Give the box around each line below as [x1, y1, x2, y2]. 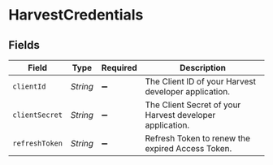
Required [101, 63, 138, 73]
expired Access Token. [145, 143, 232, 154]
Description [180, 63, 226, 73]
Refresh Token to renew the [145, 132, 250, 144]
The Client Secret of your [145, 99, 241, 111]
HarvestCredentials [8, 6, 144, 24]
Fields [8, 38, 41, 52]
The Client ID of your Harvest [145, 76, 257, 87]
